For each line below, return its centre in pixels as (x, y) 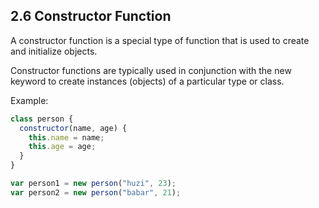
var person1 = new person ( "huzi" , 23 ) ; (93, 184)
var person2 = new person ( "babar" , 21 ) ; (96, 192)
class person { (42, 119)
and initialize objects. (54, 51)
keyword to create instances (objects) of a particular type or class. (147, 81)
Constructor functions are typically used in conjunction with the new (151, 70)
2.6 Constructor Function (91, 16)
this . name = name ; (66, 137)
